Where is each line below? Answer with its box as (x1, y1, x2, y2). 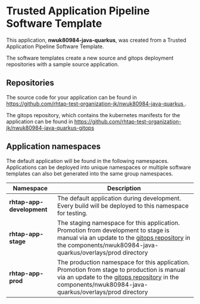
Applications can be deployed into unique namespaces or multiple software (6, 164, 192, 171)
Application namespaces (6, 142, 101, 152)
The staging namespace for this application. (57, 218, 180, 227)
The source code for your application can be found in (6, 93, 137, 101)
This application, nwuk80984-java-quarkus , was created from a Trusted (6, 36, 186, 43)
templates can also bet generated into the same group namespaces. (6, 170, 174, 177)
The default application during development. (57, 194, 182, 202)
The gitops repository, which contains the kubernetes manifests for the (6, 111, 180, 118)
